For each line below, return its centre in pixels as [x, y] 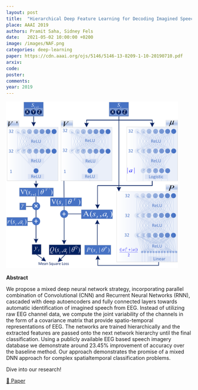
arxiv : [14, 62]
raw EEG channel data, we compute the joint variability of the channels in [95, 314]
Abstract [17, 278]
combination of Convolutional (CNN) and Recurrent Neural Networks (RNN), [98, 296]
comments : [18, 81]
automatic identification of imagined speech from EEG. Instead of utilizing [95, 308]
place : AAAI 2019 [27, 25]
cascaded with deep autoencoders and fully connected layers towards [92, 301]
